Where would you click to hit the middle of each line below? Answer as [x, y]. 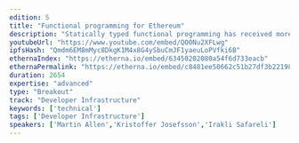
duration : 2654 [37, 75]
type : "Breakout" [41, 91]
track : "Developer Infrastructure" [75, 100]
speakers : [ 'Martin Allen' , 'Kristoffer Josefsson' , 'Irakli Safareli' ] [143, 125]
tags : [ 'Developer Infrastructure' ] [77, 116]
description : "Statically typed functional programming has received [141, 34]
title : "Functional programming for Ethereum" [97, 26]
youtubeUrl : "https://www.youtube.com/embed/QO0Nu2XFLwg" [119, 42]
